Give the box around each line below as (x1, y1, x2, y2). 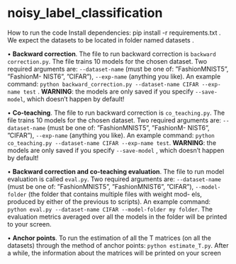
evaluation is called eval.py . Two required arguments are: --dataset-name (7, 175, 222, 183)
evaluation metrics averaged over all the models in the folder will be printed (7, 212, 227, 221)
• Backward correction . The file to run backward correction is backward (7, 50, 216, 58)
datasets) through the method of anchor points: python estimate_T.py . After (7, 241, 229, 249)
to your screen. (7, 219, 52, 228)
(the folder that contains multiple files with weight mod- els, (28, 190, 202, 198)
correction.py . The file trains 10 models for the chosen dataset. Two (7, 57, 208, 65)
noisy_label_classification (7, 5, 163, 21)
